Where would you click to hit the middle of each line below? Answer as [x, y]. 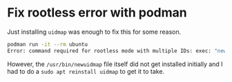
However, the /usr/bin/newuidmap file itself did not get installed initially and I [115, 64]
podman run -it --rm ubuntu [48, 44]
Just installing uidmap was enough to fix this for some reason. [94, 32]
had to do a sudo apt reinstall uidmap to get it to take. [86, 71]
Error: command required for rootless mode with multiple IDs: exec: [109, 51]
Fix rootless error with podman [97, 13]
